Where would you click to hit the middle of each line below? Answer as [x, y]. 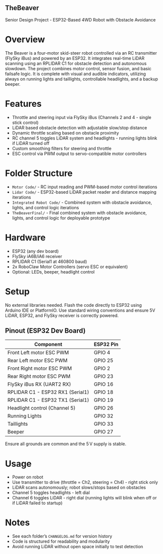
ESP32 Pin [106, 344]
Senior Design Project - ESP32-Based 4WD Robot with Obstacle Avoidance [80, 20]
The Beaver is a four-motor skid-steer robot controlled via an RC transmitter [81, 53]
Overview [25, 40]
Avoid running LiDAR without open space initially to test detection [78, 547]
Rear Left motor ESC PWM [38, 360]
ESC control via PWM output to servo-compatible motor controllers [79, 154]
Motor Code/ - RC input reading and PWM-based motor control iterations [84, 187]
